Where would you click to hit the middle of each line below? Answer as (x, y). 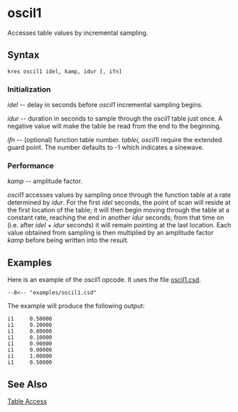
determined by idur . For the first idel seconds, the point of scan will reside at (119, 202)
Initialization (29, 89)
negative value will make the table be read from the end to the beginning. (114, 126)
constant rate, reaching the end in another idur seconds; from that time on (116, 217)
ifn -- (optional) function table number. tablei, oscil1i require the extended (115, 140)
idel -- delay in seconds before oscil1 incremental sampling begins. (106, 105)
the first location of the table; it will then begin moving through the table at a (118, 210)
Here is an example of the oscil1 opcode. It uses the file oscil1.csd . (104, 280)
